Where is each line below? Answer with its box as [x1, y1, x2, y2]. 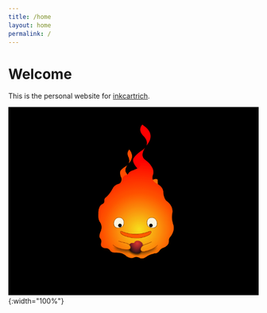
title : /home [8, 13, 52, 21]
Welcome [8, 65, 72, 83]
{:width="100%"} [8, 296, 64, 306]
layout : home [8, 21, 52, 29]
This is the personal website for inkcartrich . [8, 92, 150, 101]
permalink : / [8, 29, 52, 37]
